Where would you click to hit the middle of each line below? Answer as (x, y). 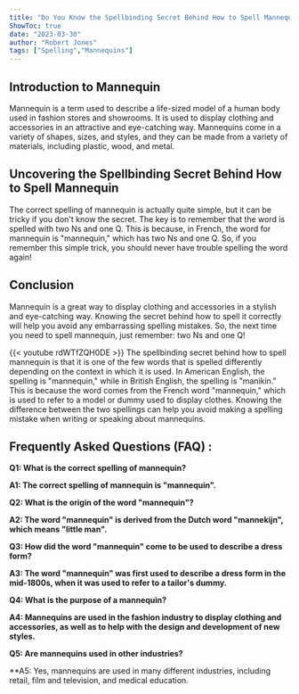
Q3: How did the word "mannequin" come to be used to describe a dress (146, 547)
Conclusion (42, 285)
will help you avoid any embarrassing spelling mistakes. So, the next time (143, 326)
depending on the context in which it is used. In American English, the (137, 371)
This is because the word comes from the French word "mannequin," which (148, 390)
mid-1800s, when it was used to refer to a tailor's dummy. (118, 583)
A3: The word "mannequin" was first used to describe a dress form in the (148, 574)
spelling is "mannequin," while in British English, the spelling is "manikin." (143, 381)
